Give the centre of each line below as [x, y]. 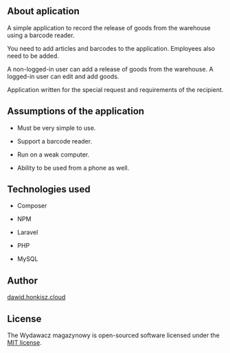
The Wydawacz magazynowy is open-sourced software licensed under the [113, 335]
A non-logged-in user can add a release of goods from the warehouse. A [111, 69]
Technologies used [49, 189]
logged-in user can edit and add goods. [63, 76]
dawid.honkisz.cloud [36, 297]
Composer [32, 206]
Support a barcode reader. [55, 141]
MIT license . [25, 343]
